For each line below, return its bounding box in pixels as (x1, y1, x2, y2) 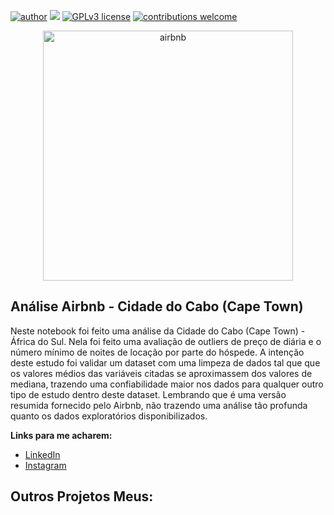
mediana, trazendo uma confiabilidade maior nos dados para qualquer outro (10, 378, 324, 390)
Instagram (24, 459, 67, 471)
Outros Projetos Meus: (10, 488, 154, 505)
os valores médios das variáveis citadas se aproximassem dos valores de (10, 367, 313, 379)
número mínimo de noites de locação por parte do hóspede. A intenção (10, 346, 305, 358)
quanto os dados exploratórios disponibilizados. (10, 410, 208, 422)
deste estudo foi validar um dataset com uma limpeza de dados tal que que (10, 356, 321, 369)
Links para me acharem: (10, 429, 113, 441)
